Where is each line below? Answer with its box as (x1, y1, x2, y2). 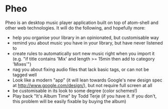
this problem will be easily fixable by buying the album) (12, 98, 126, 104)
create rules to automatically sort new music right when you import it (12, 50, 155, 56)
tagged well (12, 71, 37, 77)
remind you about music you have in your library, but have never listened (12, 39, 163, 45)
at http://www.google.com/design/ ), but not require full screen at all (12, 82, 152, 88)
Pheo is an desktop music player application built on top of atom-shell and (5, 19, 159, 25)
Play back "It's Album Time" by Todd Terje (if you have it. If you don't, (12, 93, 157, 99)
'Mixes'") (12, 61, 32, 67)
